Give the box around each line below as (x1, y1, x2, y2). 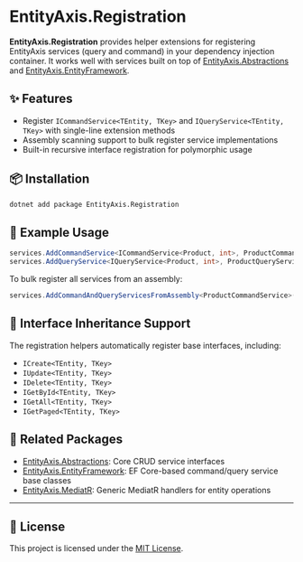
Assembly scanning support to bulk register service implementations (22, 134, 279, 145)
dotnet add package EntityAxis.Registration (9, 200, 179, 209)
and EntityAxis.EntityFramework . (9, 65, 130, 76)
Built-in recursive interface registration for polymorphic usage (22, 144, 252, 155)
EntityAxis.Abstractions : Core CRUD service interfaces (22, 455, 225, 466)
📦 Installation (9, 172, 90, 187)
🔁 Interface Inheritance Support (9, 316, 191, 332)
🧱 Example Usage (9, 224, 110, 240)
